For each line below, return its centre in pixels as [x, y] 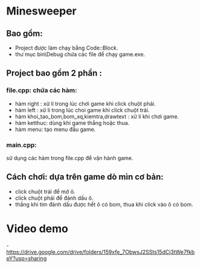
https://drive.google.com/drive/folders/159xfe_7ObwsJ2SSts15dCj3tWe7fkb [101, 252]
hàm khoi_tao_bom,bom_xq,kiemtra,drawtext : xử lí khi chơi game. [97, 116]
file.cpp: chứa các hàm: [42, 91]
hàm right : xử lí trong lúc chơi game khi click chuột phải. [85, 103]
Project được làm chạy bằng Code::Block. [66, 48]
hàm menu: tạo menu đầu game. [55, 129]
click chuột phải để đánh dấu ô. [54, 198]
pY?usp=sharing [27, 258]
